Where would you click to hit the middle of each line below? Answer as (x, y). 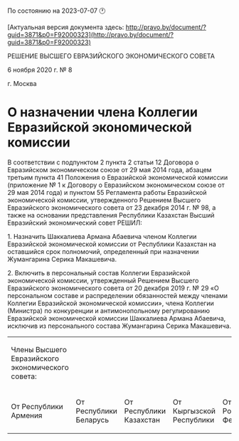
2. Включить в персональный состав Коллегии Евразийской (99, 272)
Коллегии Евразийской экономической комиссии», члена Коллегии (111, 303)
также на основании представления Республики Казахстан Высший (111, 215)
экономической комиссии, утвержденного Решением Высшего (104, 200)
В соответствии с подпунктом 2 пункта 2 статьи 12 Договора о (103, 162)
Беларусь (92, 420)
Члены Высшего (39, 349)
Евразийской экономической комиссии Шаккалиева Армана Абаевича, (117, 318)
